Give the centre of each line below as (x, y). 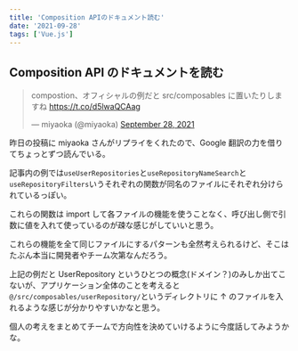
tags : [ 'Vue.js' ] (41, 34)
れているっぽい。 (40, 195)
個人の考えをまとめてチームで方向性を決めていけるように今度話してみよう (145, 327)
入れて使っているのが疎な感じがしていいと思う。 (129, 225)
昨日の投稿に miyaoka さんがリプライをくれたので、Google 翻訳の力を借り (146, 143)
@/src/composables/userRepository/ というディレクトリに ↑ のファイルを (142, 297)
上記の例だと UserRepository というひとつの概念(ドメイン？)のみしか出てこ (148, 274)
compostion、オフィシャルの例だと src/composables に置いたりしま (157, 95)
